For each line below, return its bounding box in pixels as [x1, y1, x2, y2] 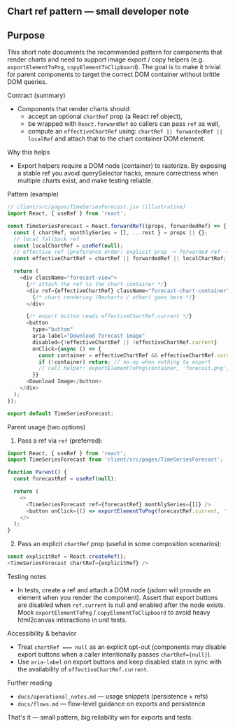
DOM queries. [7, 78, 48, 86]
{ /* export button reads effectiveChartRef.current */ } [25, 313, 192, 320]
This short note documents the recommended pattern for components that [7, 48, 222, 57]
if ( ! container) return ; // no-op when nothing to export [38, 358, 211, 366]
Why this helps [7, 148, 50, 157]
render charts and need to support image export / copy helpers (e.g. [7, 55, 204, 64]
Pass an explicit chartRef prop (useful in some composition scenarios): [17, 540, 222, 548]
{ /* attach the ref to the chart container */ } [25, 280, 168, 287]
